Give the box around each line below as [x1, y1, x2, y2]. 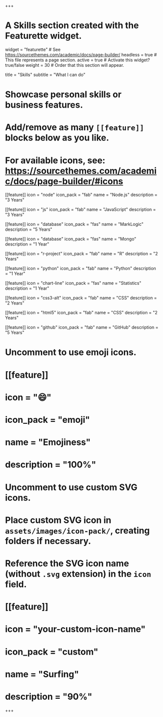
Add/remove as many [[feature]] [5, 122, 144, 133]
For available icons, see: [5, 155, 106, 166]
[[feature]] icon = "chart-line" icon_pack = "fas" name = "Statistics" [5, 280, 141, 286]
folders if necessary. [5, 535, 92, 547]
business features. [5, 99, 83, 110]
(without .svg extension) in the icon [5, 568, 152, 579]
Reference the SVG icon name [5, 558, 129, 569]
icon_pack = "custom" [5, 646, 99, 657]
